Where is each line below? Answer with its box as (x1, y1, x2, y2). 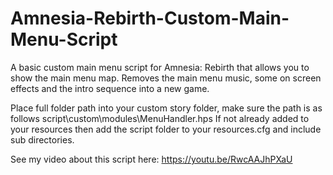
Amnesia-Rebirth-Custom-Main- (10, 7, 290, 30)
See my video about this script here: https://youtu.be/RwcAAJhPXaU (10, 153, 293, 165)
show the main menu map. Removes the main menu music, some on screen (10, 72, 322, 84)
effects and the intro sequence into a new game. (10, 82, 210, 94)
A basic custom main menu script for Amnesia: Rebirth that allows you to (10, 61, 310, 73)
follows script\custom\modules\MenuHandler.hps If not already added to (10, 112, 310, 124)
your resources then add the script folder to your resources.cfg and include (10, 123, 322, 135)
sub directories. (10, 133, 75, 146)
